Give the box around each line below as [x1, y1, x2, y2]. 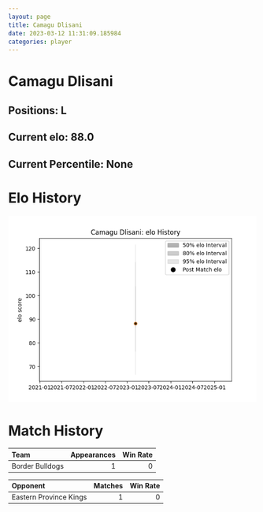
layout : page [8, 13, 51, 20]
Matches [93, 481, 124, 491]
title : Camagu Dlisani [8, 20, 83, 29]
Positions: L [8, 103, 67, 117]
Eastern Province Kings [11, 492, 87, 502]
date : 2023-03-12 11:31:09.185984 [8, 29, 122, 37]
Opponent [11, 481, 46, 491]
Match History [8, 421, 104, 440]
